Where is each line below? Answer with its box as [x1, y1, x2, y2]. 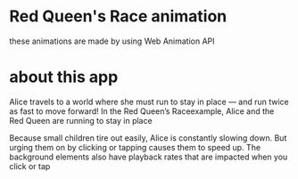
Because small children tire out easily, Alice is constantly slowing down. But [9, 132, 287, 143]
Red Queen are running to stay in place [9, 115, 153, 126]
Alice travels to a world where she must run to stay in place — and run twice [9, 96, 290, 107]
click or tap [9, 160, 51, 171]
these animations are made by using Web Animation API [9, 36, 216, 46]
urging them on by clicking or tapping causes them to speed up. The [9, 142, 261, 152]
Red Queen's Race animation [9, 6, 228, 27]
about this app [9, 67, 119, 87]
